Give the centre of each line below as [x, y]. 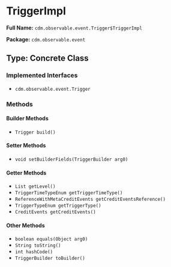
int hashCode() [34, 252]
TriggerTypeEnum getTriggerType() [58, 206]
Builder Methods [28, 118]
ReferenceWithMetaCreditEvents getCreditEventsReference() [90, 200]
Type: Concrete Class [47, 58]
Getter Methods [26, 173]
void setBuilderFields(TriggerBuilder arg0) [71, 159]
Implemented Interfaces [42, 75]
